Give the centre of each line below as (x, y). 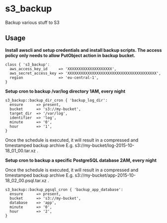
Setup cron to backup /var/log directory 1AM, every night (65, 91)
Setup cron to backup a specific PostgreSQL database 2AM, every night (81, 160)
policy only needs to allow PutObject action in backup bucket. (70, 55)
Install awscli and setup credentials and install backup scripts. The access (83, 50)
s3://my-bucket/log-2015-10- (105, 145)
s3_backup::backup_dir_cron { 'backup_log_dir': (56, 100)
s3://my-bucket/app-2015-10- (105, 175)
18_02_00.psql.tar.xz (26, 180)
